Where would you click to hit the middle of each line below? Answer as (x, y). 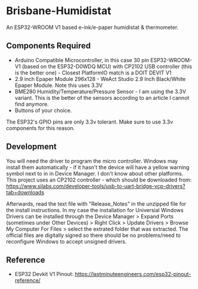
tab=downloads (25, 192)
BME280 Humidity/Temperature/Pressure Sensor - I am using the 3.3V (100, 91)
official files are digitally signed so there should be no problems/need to (94, 235)
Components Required (48, 46)
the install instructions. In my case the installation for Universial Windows (95, 210)
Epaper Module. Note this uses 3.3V (59, 85)
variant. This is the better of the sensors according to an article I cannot (102, 98)
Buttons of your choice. (43, 110)
